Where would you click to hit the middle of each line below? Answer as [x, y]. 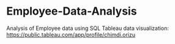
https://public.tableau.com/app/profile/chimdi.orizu [71, 34]
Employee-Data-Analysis [72, 11]
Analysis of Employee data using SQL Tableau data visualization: [88, 28]
